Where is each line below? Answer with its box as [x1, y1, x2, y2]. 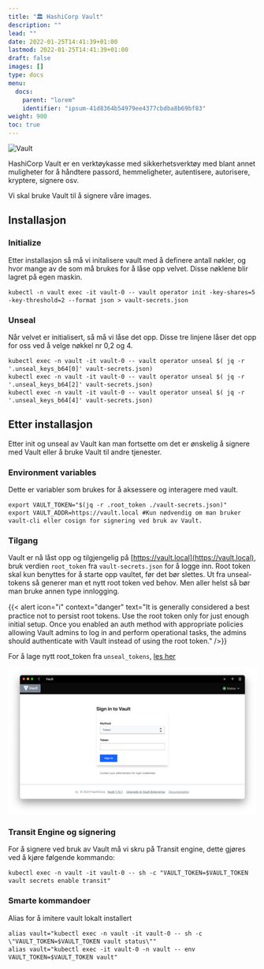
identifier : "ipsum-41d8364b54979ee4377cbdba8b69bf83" [22, 104, 206, 112]
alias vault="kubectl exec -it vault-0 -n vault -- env [8, 945, 195, 953]
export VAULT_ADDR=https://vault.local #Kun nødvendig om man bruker [8, 509, 242, 517]
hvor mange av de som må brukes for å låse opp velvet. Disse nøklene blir [8, 264, 248, 273]
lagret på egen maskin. [8, 272, 83, 282]
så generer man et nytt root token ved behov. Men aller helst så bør [31, 578, 251, 588]
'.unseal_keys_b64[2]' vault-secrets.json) [8, 380, 154, 388]
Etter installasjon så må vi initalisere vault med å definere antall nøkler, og [8, 255, 247, 264]
